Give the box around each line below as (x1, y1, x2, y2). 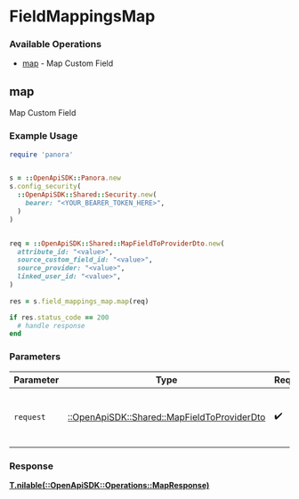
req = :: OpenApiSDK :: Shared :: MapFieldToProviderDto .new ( (9, 238, 225, 248)
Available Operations (9, 38, 102, 51)
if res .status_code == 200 (9, 313, 109, 322)
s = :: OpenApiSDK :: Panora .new (9, 173, 122, 183)
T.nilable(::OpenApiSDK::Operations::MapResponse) (9, 479, 210, 490)
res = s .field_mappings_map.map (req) (9, 296, 149, 306)
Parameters (9, 350, 61, 363)
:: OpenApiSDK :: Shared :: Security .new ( (17, 190, 158, 199)
